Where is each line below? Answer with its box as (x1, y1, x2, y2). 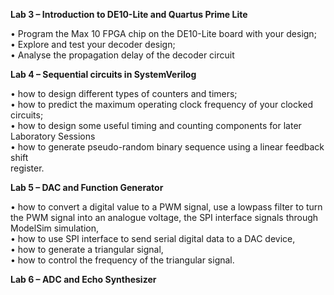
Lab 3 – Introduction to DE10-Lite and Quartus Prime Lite (10, 9, 248, 20)
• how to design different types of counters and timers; (10, 88, 238, 99)
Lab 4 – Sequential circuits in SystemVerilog (10, 69, 197, 80)
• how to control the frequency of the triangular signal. (10, 254, 235, 266)
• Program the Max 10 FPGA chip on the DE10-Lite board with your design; (10, 28, 317, 39)
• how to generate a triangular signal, (10, 244, 164, 255)
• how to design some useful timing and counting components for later (10, 120, 302, 131)
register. (10, 162, 45, 174)
